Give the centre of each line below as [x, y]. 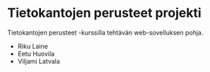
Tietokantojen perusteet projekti [104, 13]
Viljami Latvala [39, 61]
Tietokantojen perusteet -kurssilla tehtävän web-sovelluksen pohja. [105, 32]
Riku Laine [33, 46]
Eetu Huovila [36, 54]
